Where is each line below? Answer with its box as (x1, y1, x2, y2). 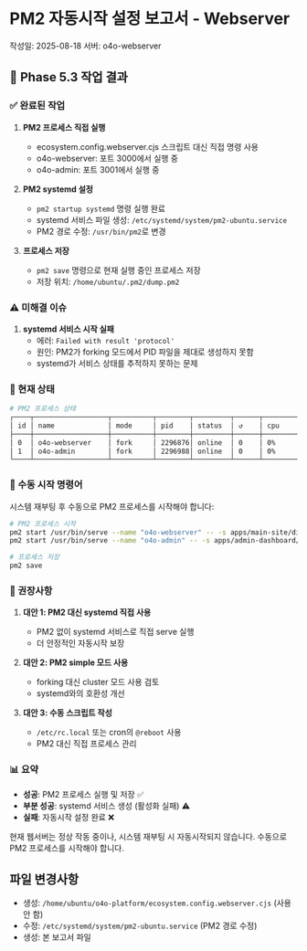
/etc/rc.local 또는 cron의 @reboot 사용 (36, 727, 182, 738)
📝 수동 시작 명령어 (9, 479, 83, 491)
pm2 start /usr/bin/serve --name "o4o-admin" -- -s (9, 536, 210, 545)
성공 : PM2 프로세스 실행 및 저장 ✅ (22, 788, 144, 799)
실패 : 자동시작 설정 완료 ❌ (22, 811, 115, 822)
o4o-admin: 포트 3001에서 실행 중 (36, 164, 160, 174)
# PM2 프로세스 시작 (9, 519, 76, 528)
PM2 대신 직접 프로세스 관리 (36, 738, 137, 749)
